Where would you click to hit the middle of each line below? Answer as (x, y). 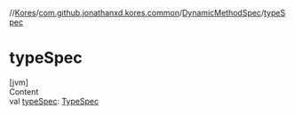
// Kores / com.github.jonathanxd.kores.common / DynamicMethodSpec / (137, 13)
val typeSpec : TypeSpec (54, 101)
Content (24, 91)
